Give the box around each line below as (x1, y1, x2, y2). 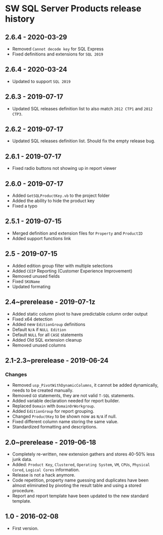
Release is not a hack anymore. (12, 472, 75, 478)
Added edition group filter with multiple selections (12, 263, 113, 268)
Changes (5, 371, 27, 378)
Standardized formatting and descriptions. (12, 424, 98, 430)
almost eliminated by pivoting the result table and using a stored (12, 482, 142, 488)
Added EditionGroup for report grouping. (12, 408, 94, 414)
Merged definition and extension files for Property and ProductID (12, 230, 143, 236)
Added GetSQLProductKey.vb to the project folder (12, 192, 110, 199)
